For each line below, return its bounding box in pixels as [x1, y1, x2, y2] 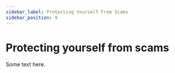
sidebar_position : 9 [5, 15, 58, 21]
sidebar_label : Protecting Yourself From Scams [5, 9, 129, 15]
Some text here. [5, 61, 46, 68]
